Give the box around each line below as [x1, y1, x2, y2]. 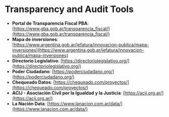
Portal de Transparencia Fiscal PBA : [12, 20, 89, 26]
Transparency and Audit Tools [5, 4, 134, 15]
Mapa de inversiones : [12, 36, 59, 42]
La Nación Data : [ [12, 100, 49, 106]
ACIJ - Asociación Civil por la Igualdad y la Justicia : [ [12, 90, 125, 96]
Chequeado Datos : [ [12, 79, 55, 85]
